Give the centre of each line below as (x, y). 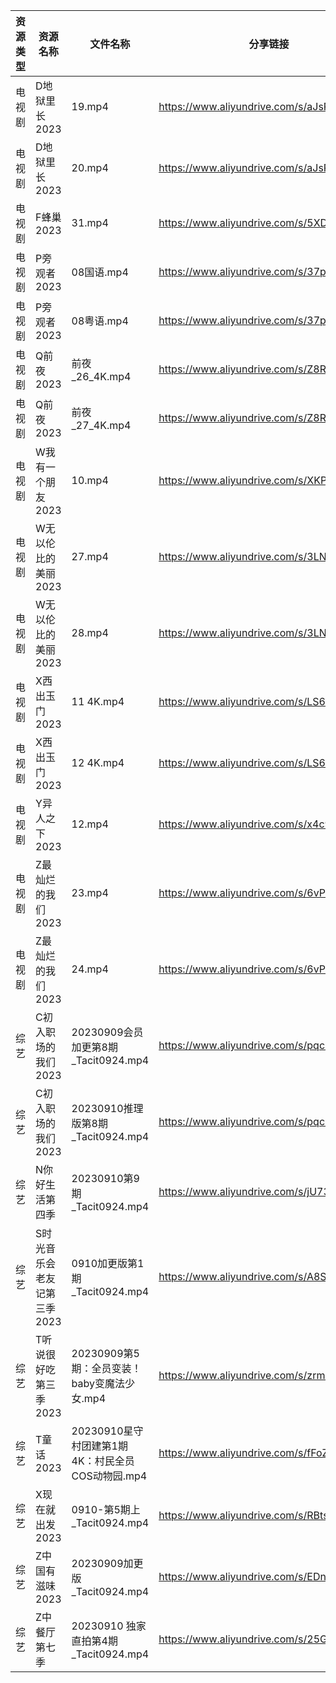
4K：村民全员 (103, 1461)
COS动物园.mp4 (109, 1476)
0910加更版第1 (108, 1263)
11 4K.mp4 (98, 701)
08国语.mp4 (100, 272)
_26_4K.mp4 (101, 376)
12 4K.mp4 (98, 762)
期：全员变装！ (106, 1368)
